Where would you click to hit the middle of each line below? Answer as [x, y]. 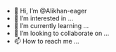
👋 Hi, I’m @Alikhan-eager [50, 11]
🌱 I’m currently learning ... [51, 26]
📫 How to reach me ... [46, 41]
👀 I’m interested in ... [44, 18]
